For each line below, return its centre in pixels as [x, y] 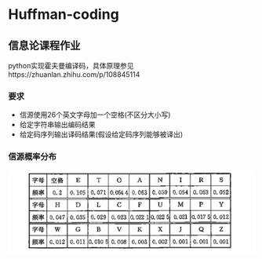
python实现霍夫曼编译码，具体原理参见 [71, 66]
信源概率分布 [33, 157]
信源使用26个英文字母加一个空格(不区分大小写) [95, 115]
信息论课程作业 [44, 45]
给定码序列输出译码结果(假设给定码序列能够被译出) [101, 134]
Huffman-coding [64, 15]
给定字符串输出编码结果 [57, 125]
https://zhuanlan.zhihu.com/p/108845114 [74, 75]
